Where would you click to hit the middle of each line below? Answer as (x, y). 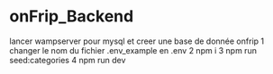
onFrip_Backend (72, 16)
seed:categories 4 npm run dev (68, 60)
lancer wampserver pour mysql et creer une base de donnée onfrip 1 (136, 41)
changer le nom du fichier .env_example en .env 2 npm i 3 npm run (133, 50)
